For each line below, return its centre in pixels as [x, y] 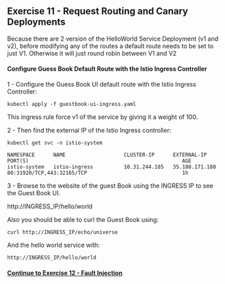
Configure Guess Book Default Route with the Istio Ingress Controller [107, 69]
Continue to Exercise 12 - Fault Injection [65, 273]
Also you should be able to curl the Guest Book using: [83, 220]
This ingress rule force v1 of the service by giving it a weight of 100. [103, 117]
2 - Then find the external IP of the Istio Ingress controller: [89, 131]
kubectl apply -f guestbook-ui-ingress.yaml [72, 105]
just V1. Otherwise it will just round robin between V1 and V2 [92, 53]
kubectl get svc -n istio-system [55, 143]
